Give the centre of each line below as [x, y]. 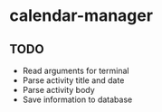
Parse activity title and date [73, 80]
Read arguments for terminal [76, 70]
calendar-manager [81, 16]
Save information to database [77, 99]
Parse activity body [58, 90]
